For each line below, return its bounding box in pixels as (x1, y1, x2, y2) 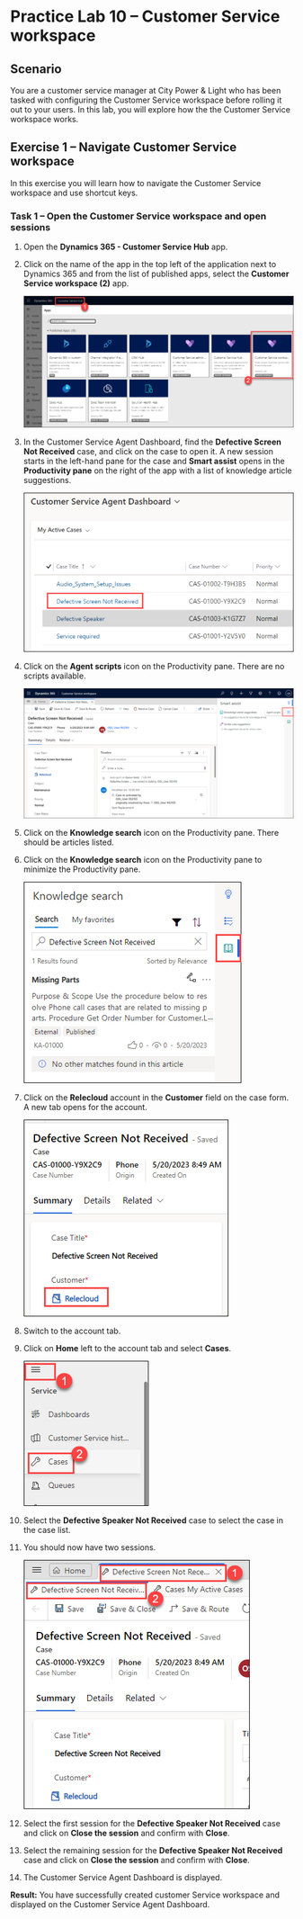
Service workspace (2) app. (22, 278, 129, 289)
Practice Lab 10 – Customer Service (10, 6, 281, 27)
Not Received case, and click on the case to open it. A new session (22, 446, 273, 457)
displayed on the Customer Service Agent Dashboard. (10, 1899, 210, 1910)
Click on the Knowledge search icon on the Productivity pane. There (22, 828, 280, 838)
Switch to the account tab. (22, 1325, 121, 1337)
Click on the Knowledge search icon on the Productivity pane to (22, 855, 263, 865)
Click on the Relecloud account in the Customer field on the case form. (22, 1092, 290, 1103)
